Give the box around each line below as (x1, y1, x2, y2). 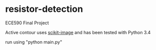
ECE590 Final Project (5, 20, 49, 26)
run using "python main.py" (5, 39, 62, 45)
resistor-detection (5, 3, 83, 15)
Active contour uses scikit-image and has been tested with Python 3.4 (5, 29, 151, 35)
